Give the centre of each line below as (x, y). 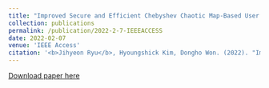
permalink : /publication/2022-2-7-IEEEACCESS (85, 30)
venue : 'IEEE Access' (44, 46)
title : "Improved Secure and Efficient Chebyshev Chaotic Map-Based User (134, 16)
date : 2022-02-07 (37, 38)
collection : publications (51, 23)
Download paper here (44, 76)
